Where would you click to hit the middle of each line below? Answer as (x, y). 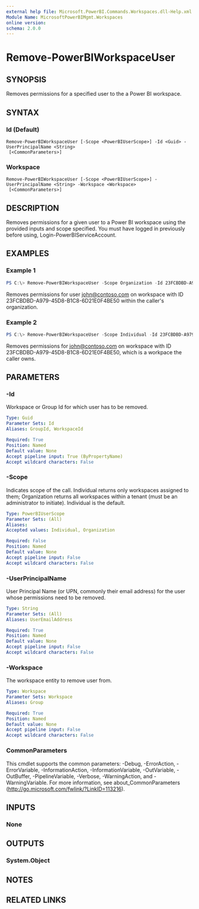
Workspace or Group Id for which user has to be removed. (77, 407)
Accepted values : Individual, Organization (61, 530)
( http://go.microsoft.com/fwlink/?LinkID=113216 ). (66, 789)
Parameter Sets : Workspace (39, 697)
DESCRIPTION (33, 208)
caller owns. (21, 358)
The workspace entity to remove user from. (59, 681)
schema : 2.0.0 (24, 28)
